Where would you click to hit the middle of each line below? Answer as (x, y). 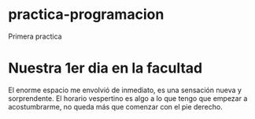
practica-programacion (86, 15)
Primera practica (35, 36)
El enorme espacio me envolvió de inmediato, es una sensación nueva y (125, 90)
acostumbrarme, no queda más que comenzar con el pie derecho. (115, 106)
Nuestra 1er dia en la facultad (105, 68)
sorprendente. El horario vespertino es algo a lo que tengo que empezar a (128, 98)
